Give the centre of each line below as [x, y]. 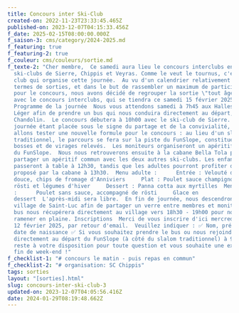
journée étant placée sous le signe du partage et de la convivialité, [122, 126]
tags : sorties [28, 272]
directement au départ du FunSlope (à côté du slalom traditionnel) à [121, 239]
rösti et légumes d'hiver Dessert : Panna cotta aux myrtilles [116, 186]
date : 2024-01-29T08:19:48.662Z [55, 298]
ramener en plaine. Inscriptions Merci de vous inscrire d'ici [111, 219]
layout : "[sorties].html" [46, 278]
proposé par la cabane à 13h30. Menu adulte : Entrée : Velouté [121, 173]
